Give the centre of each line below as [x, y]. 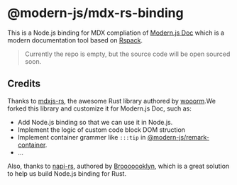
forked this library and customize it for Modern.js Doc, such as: [99, 108]
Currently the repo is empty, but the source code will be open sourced [127, 54]
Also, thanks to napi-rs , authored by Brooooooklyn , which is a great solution [118, 166]
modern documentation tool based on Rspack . [75, 40]
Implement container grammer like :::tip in [82, 137]
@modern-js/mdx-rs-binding [95, 13]
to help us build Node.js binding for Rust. [67, 173]
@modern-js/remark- [178, 137]
